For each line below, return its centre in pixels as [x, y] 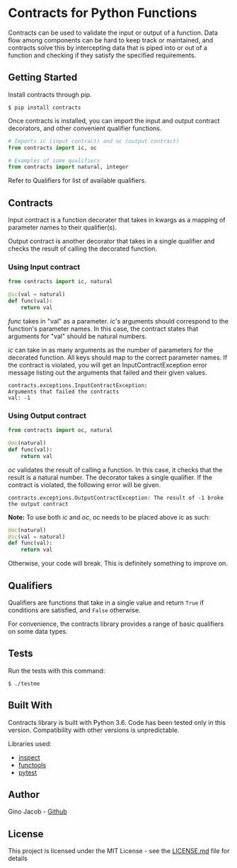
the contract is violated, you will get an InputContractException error [108, 365]
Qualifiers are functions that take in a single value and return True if [106, 603]
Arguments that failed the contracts [64, 392]
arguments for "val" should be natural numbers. [77, 336]
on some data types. [38, 631]
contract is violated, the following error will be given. [85, 485]
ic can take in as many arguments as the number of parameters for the [111, 350]
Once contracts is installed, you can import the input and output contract [114, 120]
